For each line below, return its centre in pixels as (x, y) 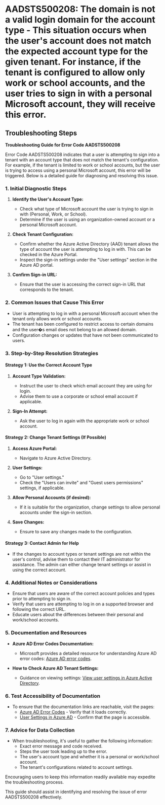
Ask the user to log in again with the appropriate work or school (84, 421)
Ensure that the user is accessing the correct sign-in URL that (82, 285)
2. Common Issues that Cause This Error (55, 302)
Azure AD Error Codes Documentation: (53, 644)
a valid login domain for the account (80, 20)
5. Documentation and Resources (46, 633)
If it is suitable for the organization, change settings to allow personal (90, 507)
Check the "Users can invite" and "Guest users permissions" (81, 482)
